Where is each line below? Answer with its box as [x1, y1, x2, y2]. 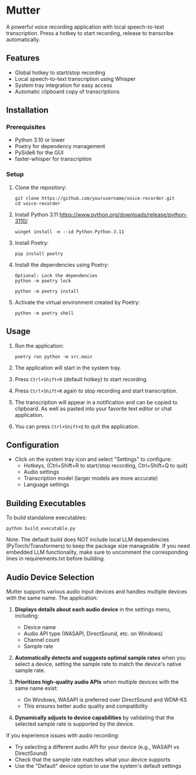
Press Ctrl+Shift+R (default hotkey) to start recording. [14, 375, 148, 382]
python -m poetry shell [14, 310, 74, 316]
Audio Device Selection [6, 572, 95, 582]
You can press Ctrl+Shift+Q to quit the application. [14, 423, 140, 430]
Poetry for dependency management [14, 143, 106, 150]
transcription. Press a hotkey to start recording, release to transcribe [6, 29, 174, 36]
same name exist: [14, 685, 58, 692]
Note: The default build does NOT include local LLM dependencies [6, 536, 169, 543]
